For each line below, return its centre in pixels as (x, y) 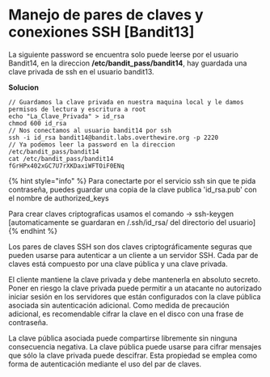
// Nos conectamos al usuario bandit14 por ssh (90, 130)
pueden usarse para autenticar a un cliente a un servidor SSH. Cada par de (133, 255)
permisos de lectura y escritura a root (78, 109)
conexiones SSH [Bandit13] (101, 32)
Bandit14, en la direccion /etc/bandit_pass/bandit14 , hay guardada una (128, 63)
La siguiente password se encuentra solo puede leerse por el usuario (123, 54)
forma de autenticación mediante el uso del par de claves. (105, 364)
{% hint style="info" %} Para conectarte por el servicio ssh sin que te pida (132, 180)
